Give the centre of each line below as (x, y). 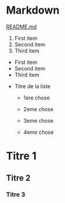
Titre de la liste (32, 86)
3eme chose (38, 120)
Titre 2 (18, 178)
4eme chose (38, 132)
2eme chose (38, 109)
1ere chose (36, 98)
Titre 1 (21, 156)
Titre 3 (16, 195)
